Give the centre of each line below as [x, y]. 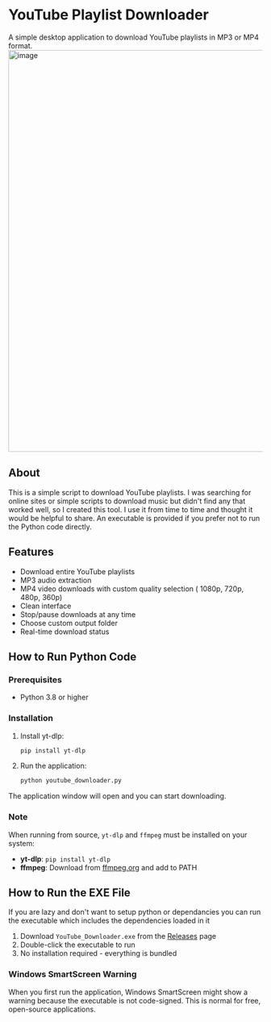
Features [31, 552]
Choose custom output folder [69, 623]
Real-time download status [65, 632]
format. [21, 45]
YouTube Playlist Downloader [109, 15]
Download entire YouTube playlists [77, 571]
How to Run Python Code [73, 656]
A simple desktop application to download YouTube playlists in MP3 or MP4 [134, 37]
